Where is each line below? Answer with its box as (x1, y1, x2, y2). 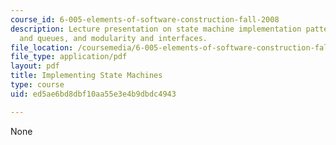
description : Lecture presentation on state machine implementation (10, 24, 302, 34)
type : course (10, 80, 65, 90)
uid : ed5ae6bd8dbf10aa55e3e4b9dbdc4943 (10, 89, 177, 99)
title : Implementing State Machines (10, 71, 163, 81)
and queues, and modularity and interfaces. (19, 33, 208, 43)
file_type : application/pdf (10, 52, 128, 62)
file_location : (10, 42, 74, 53)
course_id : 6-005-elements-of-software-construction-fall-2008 (10, 14, 280, 25)
